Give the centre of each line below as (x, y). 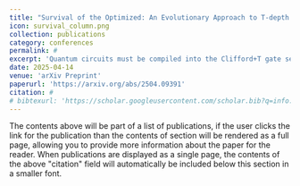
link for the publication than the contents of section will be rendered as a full (149, 136)
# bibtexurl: (33, 101)
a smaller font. (36, 173)
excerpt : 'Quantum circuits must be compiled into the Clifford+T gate (145, 59)
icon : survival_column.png (59, 26)
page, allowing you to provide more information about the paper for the (140, 145)
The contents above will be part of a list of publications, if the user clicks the (150, 126)
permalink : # (33, 51)
